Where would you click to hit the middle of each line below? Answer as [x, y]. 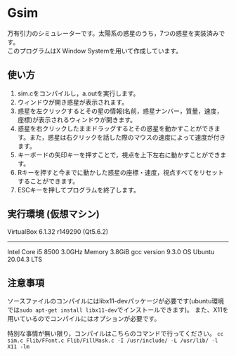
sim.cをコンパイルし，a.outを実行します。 [78, 93]
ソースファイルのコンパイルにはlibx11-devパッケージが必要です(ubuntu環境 [116, 301]
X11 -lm [19, 347]
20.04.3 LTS [25, 259]
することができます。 [48, 181]
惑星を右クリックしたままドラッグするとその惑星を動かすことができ [116, 128]
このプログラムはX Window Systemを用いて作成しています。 [95, 51]
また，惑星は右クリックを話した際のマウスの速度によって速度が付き [127, 137]
